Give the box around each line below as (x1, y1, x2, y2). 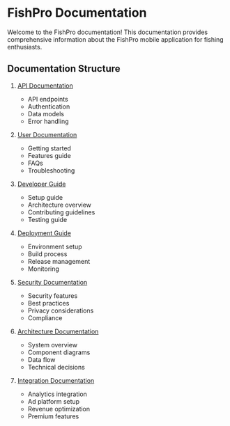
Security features (27, 291, 78, 300)
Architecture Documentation (17, 327, 99, 336)
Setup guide (27, 193, 63, 201)
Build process (27, 249, 68, 258)
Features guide (27, 151, 71, 159)
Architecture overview (27, 200, 92, 209)
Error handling (27, 117, 69, 125)
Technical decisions (27, 363, 85, 371)
